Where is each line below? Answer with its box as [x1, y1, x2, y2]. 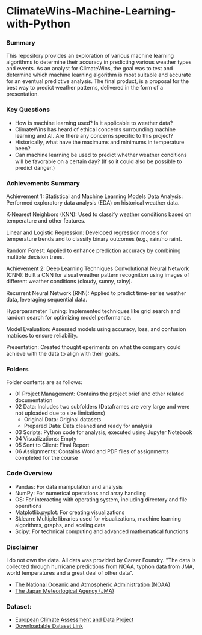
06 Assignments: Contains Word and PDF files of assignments [14, 448, 170, 455]
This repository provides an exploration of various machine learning [6, 52, 174, 60]
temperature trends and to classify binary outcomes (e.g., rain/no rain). [6, 235, 182, 243]
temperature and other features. [6, 217, 86, 225]
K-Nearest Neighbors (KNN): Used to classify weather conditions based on [6, 211, 192, 218]
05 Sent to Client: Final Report [14, 441, 90, 449]
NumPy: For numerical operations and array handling [14, 489, 146, 497]
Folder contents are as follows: [6, 379, 82, 386]
